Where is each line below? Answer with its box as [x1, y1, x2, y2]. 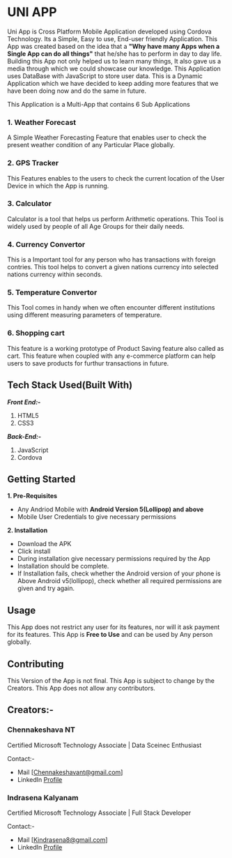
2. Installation [7, 526, 48, 534]
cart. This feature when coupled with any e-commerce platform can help [7, 352, 216, 360]
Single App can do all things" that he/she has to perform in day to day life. [7, 50, 222, 58]
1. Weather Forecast [7, 117, 77, 127]
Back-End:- [7, 432, 42, 440]
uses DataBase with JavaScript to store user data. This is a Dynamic [7, 71, 203, 80]
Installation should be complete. [17, 562, 109, 571]
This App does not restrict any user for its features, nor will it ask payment [7, 623, 220, 631]
